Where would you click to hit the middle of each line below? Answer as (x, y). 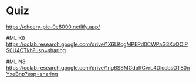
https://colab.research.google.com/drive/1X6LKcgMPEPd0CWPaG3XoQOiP (97, 44)
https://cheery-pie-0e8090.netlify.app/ (53, 27)
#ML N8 (16, 62)
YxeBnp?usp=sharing (32, 74)
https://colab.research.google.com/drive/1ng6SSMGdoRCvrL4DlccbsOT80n (98, 67)
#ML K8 (16, 38)
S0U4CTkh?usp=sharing (36, 50)
